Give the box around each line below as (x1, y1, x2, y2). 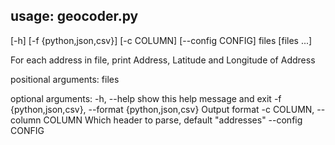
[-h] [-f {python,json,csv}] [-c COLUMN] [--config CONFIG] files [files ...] (10, 34, 313, 46)
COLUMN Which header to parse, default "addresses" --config (43, 114, 303, 126)
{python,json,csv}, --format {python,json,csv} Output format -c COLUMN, (10, 103, 315, 115)
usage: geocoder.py (10, 8, 139, 25)
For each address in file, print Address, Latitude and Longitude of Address (10, 54, 316, 66)
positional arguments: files (10, 73, 120, 85)
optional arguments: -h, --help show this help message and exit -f (10, 92, 282, 104)
